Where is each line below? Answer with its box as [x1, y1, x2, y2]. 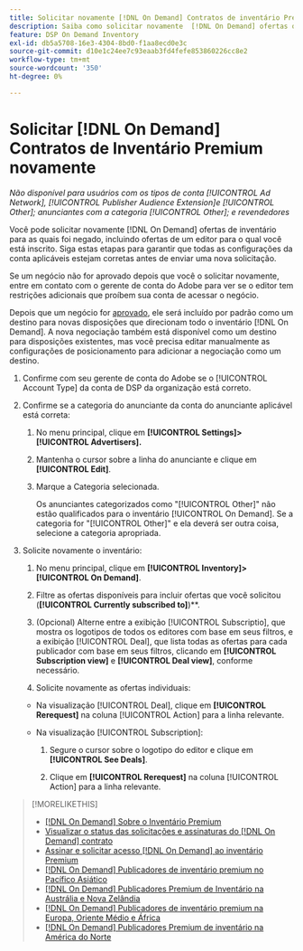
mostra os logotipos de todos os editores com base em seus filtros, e [35, 626, 293, 637]
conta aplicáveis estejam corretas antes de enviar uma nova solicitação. [9, 252, 277, 263]
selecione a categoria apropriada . [35, 527, 161, 538]
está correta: [22, 409, 70, 420]
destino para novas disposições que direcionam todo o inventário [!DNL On [9, 316, 289, 327]
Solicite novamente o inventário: [22, 544, 142, 556]
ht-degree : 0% [9, 72, 63, 81]
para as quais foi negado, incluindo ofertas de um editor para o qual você [9, 233, 282, 244]
